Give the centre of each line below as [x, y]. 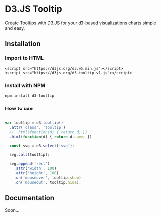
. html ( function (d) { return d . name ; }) [51, 137]
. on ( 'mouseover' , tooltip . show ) [47, 178]
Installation [23, 44]
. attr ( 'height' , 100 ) [36, 173]
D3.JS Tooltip [34, 9]
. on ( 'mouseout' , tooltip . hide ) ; [47, 182]
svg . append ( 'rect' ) [30, 164]
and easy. [15, 28]
